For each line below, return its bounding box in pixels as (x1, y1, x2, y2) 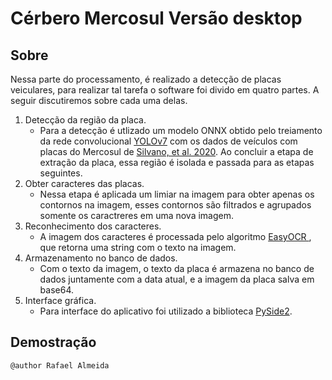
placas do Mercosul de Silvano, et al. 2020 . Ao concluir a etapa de (39, 146, 314, 157)
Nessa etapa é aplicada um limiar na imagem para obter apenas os (39, 188, 315, 200)
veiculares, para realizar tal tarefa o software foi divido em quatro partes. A (10, 84, 320, 96)
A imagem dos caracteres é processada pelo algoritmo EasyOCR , (39, 231, 312, 242)
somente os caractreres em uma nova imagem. (39, 210, 235, 221)
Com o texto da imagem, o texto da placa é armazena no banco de (39, 263, 315, 274)
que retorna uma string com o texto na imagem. (39, 242, 237, 253)
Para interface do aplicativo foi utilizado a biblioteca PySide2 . (39, 305, 293, 317)
